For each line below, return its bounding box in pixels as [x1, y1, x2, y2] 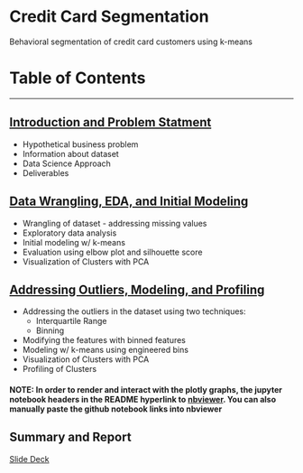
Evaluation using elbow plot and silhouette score [22, 246, 203, 257]
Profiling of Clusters [22, 364, 97, 375]
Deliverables [22, 167, 69, 178]
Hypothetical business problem [22, 138, 139, 150]
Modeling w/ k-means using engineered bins [22, 345, 189, 356]
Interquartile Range [35, 316, 107, 327]
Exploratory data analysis [22, 227, 117, 238]
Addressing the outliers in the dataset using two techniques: [22, 306, 246, 317]
